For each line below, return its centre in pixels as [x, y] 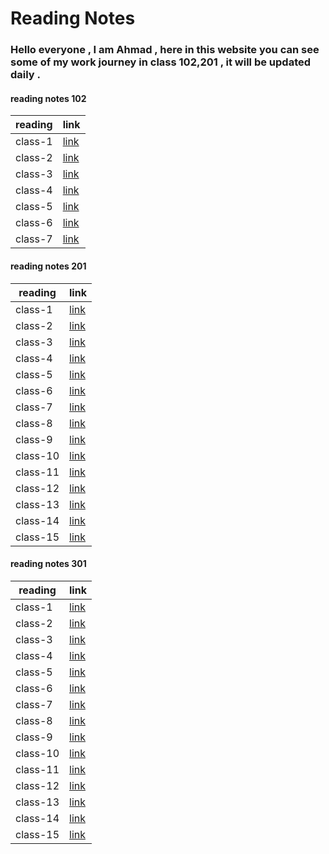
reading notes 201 [48, 266]
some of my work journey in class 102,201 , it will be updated [161, 62]
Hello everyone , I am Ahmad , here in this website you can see [165, 50]
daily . [26, 75]
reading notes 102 [48, 98]
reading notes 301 [48, 564]
